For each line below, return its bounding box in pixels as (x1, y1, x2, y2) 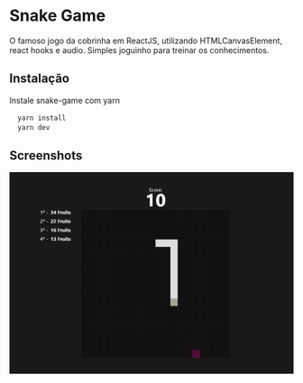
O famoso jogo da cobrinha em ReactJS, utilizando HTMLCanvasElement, (9, 35, 282, 46)
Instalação (9, 71, 70, 87)
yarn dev (17, 123, 50, 132)
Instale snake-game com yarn (9, 95, 120, 105)
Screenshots (9, 148, 83, 163)
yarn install (17, 114, 67, 123)
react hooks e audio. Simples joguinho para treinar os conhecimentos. (9, 44, 270, 55)
